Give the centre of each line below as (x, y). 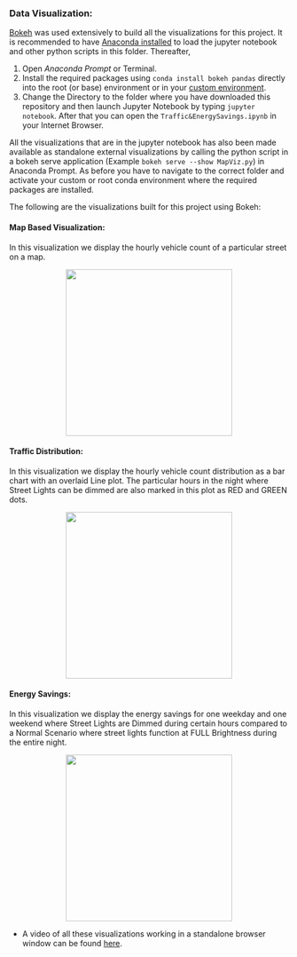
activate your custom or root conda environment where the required (133, 180)
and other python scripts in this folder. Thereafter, (100, 52)
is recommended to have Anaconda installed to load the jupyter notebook (143, 42)
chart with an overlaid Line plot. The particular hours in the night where (139, 480)
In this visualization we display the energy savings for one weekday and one (148, 714)
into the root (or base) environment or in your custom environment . (144, 88)
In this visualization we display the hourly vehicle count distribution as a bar (147, 471)
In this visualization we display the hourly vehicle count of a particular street (148, 247)
